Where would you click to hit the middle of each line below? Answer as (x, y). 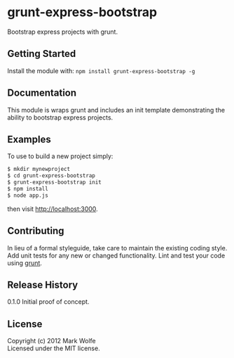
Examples (29, 139)
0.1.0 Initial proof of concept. (48, 302)
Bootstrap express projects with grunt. (62, 32)
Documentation (42, 93)
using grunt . (25, 263)
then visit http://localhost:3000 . (53, 209)
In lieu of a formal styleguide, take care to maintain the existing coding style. (117, 248)
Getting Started (42, 54)
